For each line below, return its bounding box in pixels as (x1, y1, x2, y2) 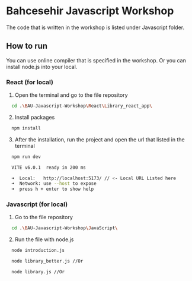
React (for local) (6, 78, 53, 86)
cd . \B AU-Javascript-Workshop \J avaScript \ (11, 225, 118, 231)
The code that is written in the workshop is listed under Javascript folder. (6, 24, 185, 31)
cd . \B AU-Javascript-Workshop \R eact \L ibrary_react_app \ (11, 103, 152, 109)
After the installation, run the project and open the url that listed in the (14, 135, 185, 143)
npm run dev (11, 153, 41, 160)
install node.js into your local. (6, 63, 78, 70)
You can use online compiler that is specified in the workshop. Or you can (6, 56, 187, 64)
